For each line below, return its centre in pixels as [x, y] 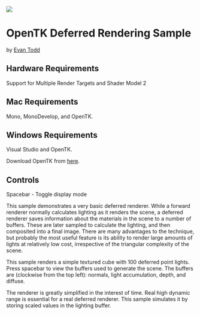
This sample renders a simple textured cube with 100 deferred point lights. [98, 262]
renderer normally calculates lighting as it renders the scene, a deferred [95, 213]
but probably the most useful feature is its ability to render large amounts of [99, 238]
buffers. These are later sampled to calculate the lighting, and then [88, 225]
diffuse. [16, 281]
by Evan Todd [23, 50]
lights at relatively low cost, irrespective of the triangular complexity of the [98, 244]
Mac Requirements [42, 102]
